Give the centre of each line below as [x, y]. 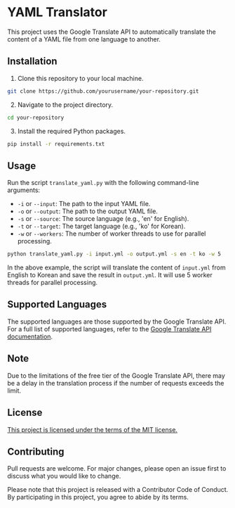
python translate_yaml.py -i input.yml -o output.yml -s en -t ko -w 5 [114, 254]
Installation [32, 62]
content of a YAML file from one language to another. [84, 39]
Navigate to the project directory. [65, 104]
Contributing [36, 451]
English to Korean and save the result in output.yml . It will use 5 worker [110, 275]
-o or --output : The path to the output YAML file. [87, 211]
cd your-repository [36, 118]
